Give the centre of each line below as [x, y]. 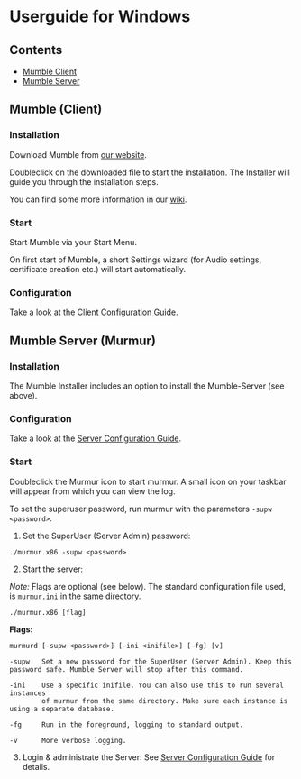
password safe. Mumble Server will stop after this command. [127, 669]
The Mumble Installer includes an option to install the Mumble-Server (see [147, 386]
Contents [36, 50]
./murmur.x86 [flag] [48, 612]
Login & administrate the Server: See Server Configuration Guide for [149, 757]
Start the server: [53, 569]
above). [23, 395]
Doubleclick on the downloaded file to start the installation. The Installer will [150, 172]
